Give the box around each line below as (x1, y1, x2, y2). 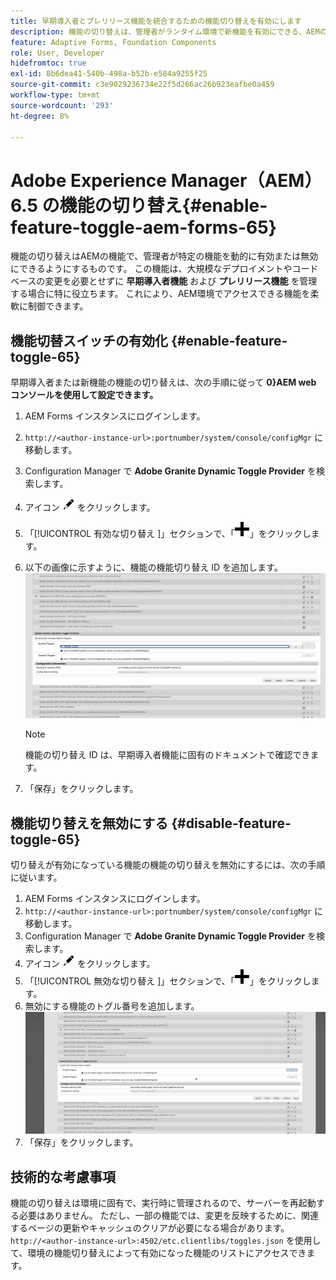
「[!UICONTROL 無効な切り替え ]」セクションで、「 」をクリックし (24, 975, 312, 987)
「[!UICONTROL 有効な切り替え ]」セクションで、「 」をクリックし (24, 528, 312, 540)
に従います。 (10, 871, 63, 884)
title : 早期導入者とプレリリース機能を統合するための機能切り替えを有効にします (10, 16, 302, 26)
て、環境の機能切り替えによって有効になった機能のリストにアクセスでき (10, 1247, 307, 1259)
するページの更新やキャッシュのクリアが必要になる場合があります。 (10, 1222, 290, 1234)
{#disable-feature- (171, 815, 292, 832)
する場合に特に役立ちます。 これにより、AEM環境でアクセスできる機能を (10, 288, 311, 300)
